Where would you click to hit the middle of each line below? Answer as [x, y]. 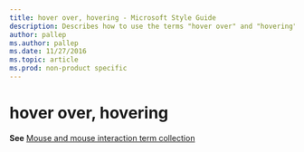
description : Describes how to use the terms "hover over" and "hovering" [153, 26]
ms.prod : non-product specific [68, 69]
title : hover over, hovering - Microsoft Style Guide [113, 18]
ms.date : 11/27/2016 [48, 52]
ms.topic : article [44, 60]
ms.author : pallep [44, 43]
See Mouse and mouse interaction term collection [102, 138]
